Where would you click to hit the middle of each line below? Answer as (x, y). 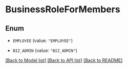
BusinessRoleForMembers (63, 9)
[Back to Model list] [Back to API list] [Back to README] (64, 60)
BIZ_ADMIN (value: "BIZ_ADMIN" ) (45, 50)
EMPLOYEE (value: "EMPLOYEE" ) (43, 40)
